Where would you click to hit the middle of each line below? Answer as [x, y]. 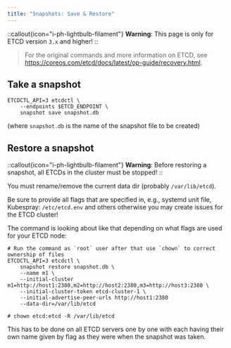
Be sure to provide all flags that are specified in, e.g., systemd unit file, [110, 200]
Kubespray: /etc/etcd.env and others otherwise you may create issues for [115, 207]
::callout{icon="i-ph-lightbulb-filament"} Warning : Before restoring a [107, 165]
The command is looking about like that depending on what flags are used [115, 228]
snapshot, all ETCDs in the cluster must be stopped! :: [85, 172]
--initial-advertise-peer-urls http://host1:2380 [94, 298]
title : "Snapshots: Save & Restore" [61, 14]
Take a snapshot [44, 85]
